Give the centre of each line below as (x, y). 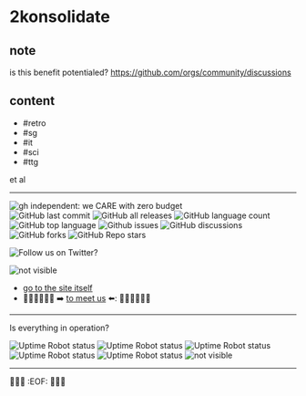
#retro (34, 123)
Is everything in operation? (59, 328)
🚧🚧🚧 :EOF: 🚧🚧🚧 (38, 381)
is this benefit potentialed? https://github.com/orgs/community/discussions (150, 72)
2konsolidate (60, 17)
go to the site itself (57, 287)
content (32, 101)
